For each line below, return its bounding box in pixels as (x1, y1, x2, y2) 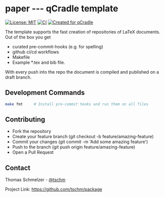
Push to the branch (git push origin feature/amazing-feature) (12, 144, 135, 150)
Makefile (12, 54, 30, 60)
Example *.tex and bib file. (12, 59, 66, 65)
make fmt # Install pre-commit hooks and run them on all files (5, 102, 149, 107)
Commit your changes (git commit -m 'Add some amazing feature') (12, 139, 148, 145)
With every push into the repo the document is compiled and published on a (5, 69, 159, 75)
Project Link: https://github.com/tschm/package (5, 186, 102, 193)
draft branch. (5, 74, 32, 80)
